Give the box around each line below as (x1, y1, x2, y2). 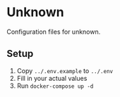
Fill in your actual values (16, 74, 88, 82)
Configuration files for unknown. (6, 27, 101, 36)
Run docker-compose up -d (16, 82, 94, 90)
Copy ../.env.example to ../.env (16, 66, 114, 75)
